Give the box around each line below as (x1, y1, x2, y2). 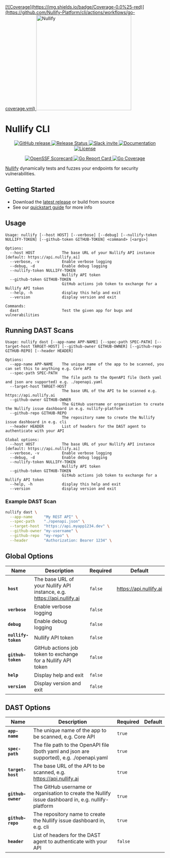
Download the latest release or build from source (12, 199, 115, 205)
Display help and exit (34, 672, 83, 679)
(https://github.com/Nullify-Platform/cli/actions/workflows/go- (5, 9, 135, 15)
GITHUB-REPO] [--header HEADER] (5, 348, 73, 354)
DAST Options (5, 704, 51, 712)
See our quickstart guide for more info (12, 204, 93, 210)
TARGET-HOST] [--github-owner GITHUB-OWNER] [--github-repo (32, 344, 162, 349)
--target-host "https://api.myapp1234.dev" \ (10, 524, 110, 529)
